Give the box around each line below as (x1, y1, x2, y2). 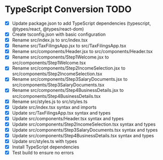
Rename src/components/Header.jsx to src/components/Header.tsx (12, 48, 153, 55)
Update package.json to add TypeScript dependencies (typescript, (12, 20, 151, 26)
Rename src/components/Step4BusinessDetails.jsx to (12, 87, 124, 93)
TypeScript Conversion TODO (5, 4, 132, 15)
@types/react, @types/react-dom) (12, 26, 84, 32)
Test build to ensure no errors (12, 150, 74, 156)
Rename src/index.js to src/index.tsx (12, 37, 88, 43)
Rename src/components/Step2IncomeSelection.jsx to (12, 65, 126, 71)
